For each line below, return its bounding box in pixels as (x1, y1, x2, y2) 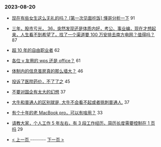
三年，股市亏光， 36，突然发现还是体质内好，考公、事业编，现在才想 (11, 25, 152, 31)
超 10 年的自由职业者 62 (11, 48, 60, 53)
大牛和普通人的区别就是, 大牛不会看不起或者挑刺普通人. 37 (11, 99, 130, 105)
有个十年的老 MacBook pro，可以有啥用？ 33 (11, 110, 103, 116)
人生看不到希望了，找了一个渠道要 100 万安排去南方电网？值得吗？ (20, 32, 155, 38)
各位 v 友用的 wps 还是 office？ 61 (11, 58, 80, 64)
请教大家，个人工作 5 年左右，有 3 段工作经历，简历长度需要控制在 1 (11, 120, 150, 126)
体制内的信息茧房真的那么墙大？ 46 (11, 68, 83, 74)
